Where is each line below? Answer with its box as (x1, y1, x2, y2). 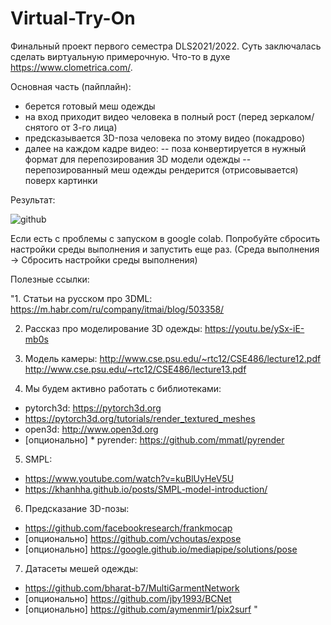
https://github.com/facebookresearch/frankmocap (24, 522, 233, 534)
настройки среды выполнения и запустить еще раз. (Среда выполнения (10, 243, 320, 255)
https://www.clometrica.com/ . (10, 61, 133, 73)
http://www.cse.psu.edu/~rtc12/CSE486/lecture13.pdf (24, 363, 247, 375)
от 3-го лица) (60, 121, 118, 133)
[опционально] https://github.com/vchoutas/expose (24, 532, 242, 544)
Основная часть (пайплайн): (10, 80, 132, 92)
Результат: (10, 193, 56, 206)
